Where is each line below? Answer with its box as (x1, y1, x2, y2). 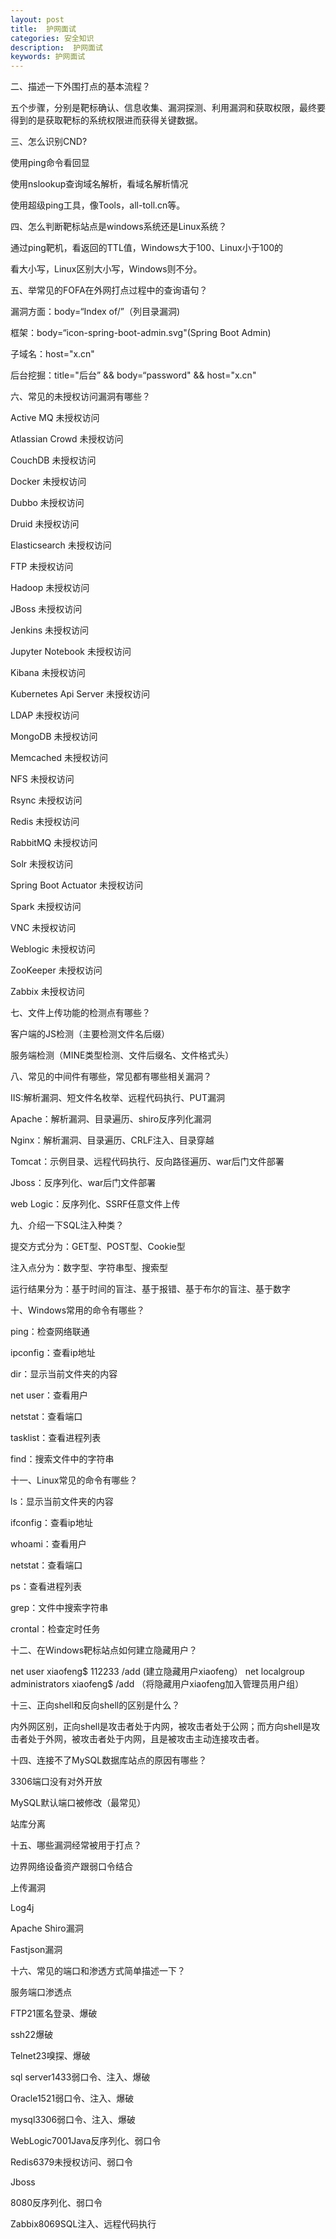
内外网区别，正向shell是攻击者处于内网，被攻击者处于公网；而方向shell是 (10, 1721, 312, 1733)
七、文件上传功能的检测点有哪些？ (10, 1007, 151, 1019)
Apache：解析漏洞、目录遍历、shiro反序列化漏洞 (10, 1113, 212, 1125)
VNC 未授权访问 (10, 922, 77, 934)
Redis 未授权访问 (10, 816, 80, 828)
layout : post (10, 14, 65, 25)
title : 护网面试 (10, 24, 77, 34)
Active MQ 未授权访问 (10, 412, 100, 424)
